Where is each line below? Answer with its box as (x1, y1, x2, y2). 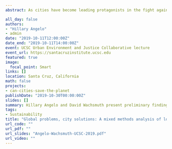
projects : (5, 83, 27, 89)
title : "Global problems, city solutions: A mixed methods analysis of (5, 117, 161, 122)
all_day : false (5, 16, 38, 22)
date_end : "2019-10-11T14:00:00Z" (5, 40, 79, 46)
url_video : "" (5, 136, 36, 141)
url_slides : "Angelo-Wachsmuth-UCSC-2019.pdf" (5, 131, 106, 136)
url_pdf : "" (5, 126, 31, 131)
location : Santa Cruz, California (5, 74, 79, 79)
